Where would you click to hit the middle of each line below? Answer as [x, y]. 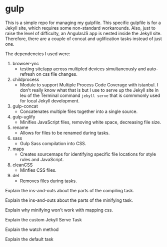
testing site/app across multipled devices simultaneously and [83, 69]
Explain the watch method [32, 229]
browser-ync [25, 63]
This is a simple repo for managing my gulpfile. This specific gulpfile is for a [83, 23]
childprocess [26, 79]
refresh [27, 74]
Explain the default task [29, 239]
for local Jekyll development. [50, 100]
